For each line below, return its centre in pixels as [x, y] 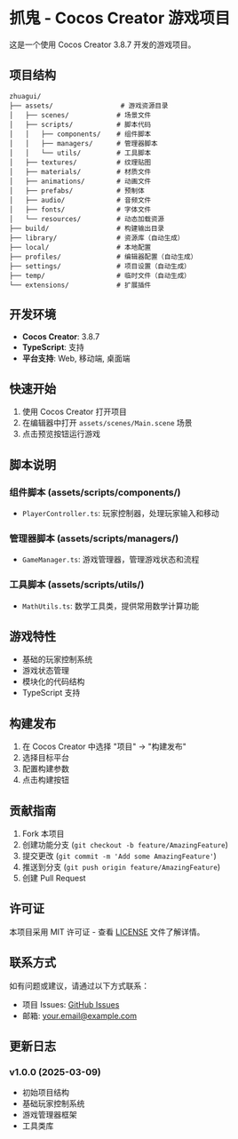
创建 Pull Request [54, 878]
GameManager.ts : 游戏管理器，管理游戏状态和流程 [111, 560]
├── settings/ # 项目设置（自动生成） [100, 266]
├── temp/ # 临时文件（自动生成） [100, 275]
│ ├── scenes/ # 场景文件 [80, 115]
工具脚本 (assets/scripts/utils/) [77, 585]
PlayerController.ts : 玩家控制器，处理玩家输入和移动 [120, 514]
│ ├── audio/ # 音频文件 [80, 200]
